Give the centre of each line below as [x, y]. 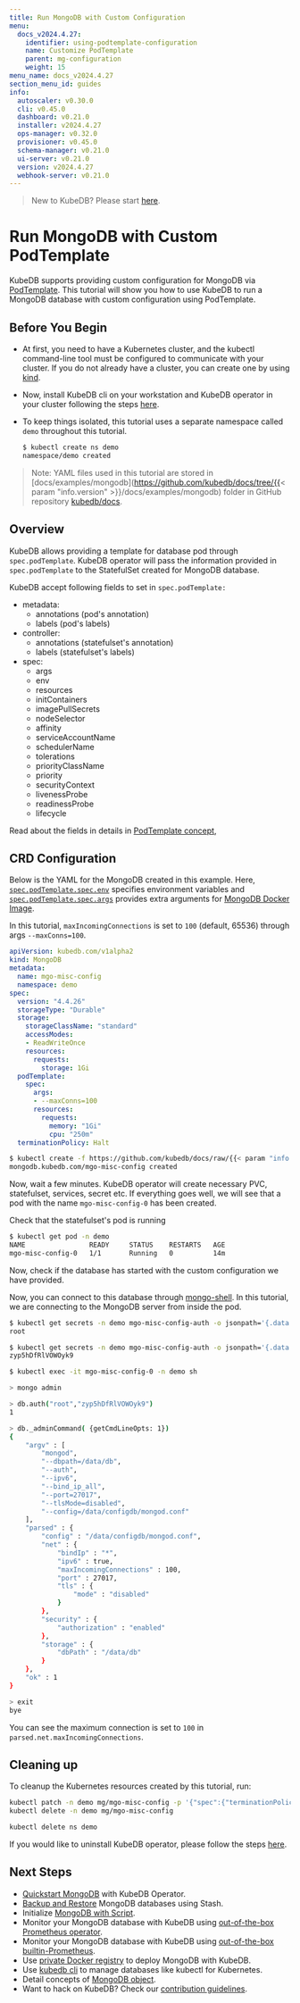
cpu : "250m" [71, 1134]
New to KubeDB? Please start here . [96, 201]
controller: [41, 633]
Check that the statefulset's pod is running [88, 1221]
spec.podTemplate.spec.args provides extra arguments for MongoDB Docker [150, 899]
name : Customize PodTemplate [79, 51]
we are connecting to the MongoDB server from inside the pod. [125, 1306]
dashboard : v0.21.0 [54, 117]
